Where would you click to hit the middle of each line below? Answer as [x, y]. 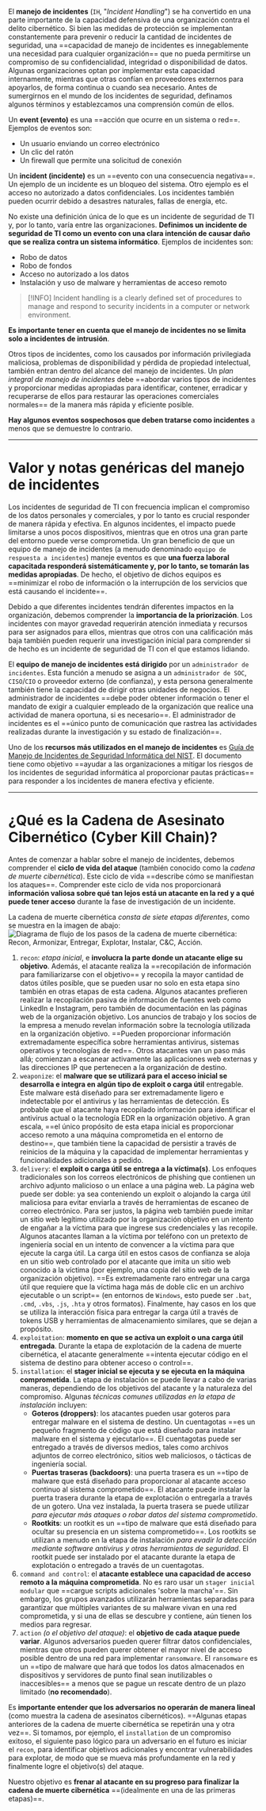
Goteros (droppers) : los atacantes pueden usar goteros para [131, 1413]
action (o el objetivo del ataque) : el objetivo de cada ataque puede [130, 1632]
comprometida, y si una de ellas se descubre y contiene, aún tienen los [135, 1616]
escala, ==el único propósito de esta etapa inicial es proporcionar [127, 1126]
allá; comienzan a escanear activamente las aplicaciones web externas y [138, 1059]
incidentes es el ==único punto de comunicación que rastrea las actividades [133, 723]
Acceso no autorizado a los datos [74, 274]
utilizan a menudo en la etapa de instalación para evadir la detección [144, 1539]
